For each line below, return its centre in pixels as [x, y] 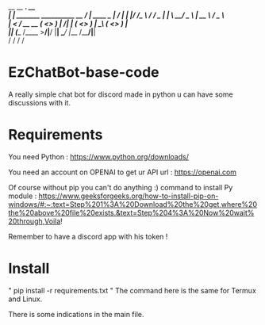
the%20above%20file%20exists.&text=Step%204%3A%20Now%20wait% [131, 212]
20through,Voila [35, 221]
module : [23, 196]
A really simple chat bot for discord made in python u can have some [121, 94]
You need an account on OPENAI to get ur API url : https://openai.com [122, 172]
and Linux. [25, 299]
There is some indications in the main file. [76, 314]
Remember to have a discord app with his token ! [88, 236]
